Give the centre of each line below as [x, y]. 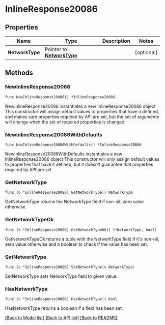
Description [116, 41]
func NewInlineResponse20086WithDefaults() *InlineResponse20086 [73, 145]
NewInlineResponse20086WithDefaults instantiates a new [64, 154]
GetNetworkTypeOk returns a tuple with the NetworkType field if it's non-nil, [82, 239]
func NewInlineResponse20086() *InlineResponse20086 [60, 97]
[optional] [146, 52]
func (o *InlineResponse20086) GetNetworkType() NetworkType [69, 193]
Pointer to [56, 49]
